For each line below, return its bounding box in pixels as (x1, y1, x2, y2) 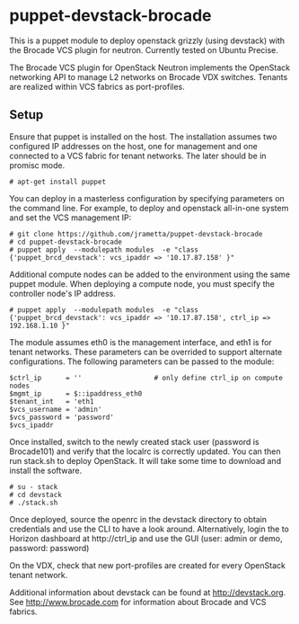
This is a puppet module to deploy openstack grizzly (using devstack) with (9, 35, 286, 46)
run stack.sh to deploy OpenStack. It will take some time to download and (9, 455, 281, 466)
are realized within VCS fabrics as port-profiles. (9, 81, 186, 92)
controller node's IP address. (9, 288, 117, 299)
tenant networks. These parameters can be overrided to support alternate (9, 346, 283, 357)
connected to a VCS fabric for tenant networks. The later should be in (9, 150, 267, 161)
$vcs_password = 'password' (9, 413, 115, 422)
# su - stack (9, 482, 58, 491)
